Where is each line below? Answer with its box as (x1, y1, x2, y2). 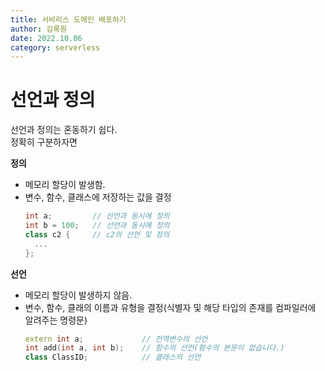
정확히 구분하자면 (10, 136, 78, 148)
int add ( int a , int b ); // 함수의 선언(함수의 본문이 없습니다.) (24, 343, 285, 353)
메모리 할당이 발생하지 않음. (24, 289, 133, 301)
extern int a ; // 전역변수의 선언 (24, 334, 208, 344)
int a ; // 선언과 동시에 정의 (24, 211, 170, 221)
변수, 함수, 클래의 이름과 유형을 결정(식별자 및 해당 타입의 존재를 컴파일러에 (24, 301, 317, 313)
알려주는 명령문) (24, 314, 88, 326)
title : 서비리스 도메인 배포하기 (10, 14, 127, 25)
